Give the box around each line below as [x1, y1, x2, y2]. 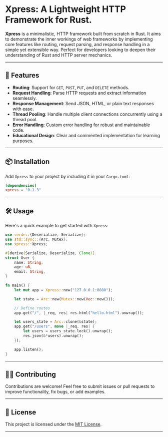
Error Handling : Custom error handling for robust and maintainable [12, 122, 150, 128]
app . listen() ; [14, 347, 43, 352]
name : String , [14, 260, 43, 265]
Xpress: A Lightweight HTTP [5, 4, 126, 15]
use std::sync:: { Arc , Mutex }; [5, 237, 68, 242]
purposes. [12, 138, 34, 144]
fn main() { [5, 283, 30, 288]
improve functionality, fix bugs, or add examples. [5, 389, 106, 395]
